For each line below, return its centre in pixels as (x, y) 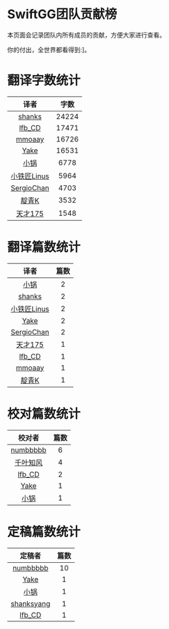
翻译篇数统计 (44, 247)
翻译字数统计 (44, 80)
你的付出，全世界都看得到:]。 (49, 49)
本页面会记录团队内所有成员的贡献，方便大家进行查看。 (86, 35)
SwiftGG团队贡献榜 (62, 14)
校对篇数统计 (44, 414)
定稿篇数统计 (44, 532)
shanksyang (31, 603)
